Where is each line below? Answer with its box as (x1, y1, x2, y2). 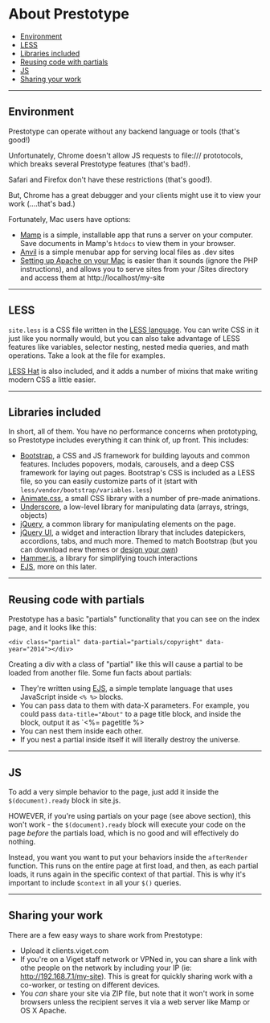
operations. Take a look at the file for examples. (8, 351, 166, 360)
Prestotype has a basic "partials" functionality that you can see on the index (8, 614, 260, 624)
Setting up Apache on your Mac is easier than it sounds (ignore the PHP (19, 255, 259, 265)
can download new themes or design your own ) (19, 544, 178, 555)
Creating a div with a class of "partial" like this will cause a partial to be (8, 659, 243, 669)
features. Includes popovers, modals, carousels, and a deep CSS (19, 459, 235, 469)
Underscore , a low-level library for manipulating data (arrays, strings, (19, 502, 249, 511)
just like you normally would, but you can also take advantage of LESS (8, 333, 240, 343)
